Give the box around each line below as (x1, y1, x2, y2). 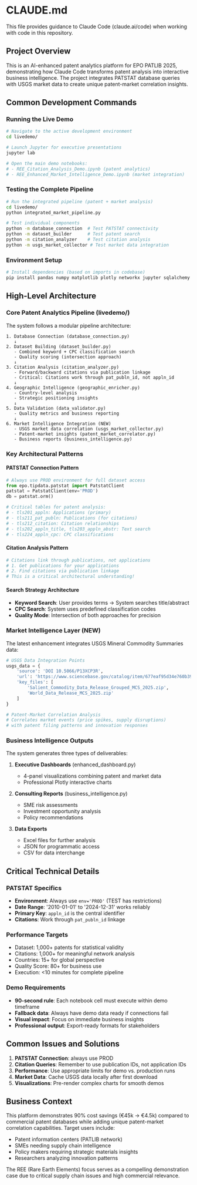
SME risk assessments (23, 802, 78, 809)
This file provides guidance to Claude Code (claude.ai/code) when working (6, 23, 188, 30)
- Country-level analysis (13, 390, 77, 396)
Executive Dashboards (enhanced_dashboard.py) (14, 761, 136, 768)
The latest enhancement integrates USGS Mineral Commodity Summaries (6, 639, 184, 647)
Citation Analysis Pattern (6, 544, 69, 551)
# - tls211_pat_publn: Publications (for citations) (6, 515, 138, 521)
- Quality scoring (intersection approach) (13, 354, 122, 360)
